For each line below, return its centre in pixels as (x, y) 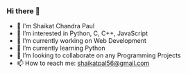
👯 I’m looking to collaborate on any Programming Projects (99, 55)
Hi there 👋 (24, 11)
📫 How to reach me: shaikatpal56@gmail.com (83, 63)
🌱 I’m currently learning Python (61, 48)
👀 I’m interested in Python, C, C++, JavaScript (82, 33)
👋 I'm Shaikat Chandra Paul (55, 26)
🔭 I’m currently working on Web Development (82, 41)
